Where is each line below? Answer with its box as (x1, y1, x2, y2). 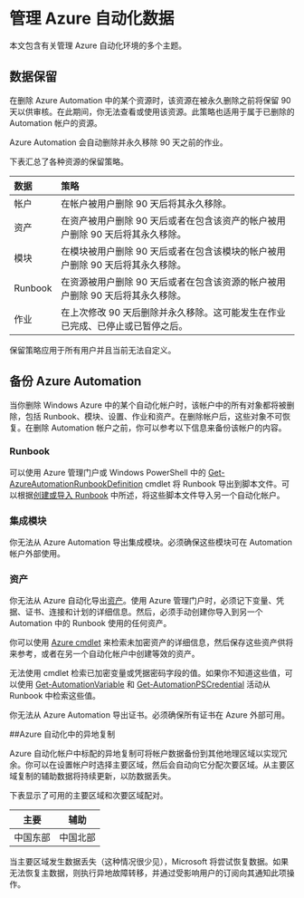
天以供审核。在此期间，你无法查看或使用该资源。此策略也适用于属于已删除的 (9, 106, 295, 117)
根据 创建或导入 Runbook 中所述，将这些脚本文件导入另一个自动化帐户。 (16, 489, 285, 500)
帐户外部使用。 (9, 548, 65, 559)
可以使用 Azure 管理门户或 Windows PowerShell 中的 (9, 467, 206, 478)
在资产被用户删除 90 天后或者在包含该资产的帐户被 (60, 214, 278, 227)
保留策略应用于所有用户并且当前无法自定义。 (9, 344, 176, 355)
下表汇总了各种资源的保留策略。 (9, 156, 128, 167)
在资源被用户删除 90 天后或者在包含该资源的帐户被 (60, 275, 278, 288)
